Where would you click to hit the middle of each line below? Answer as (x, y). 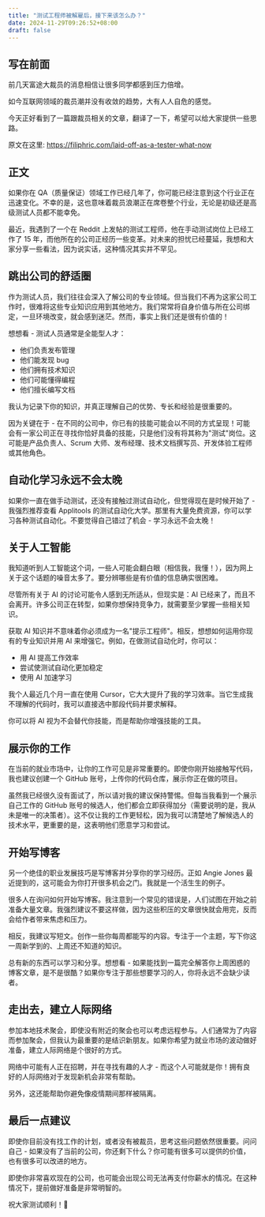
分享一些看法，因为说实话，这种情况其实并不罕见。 (98, 249)
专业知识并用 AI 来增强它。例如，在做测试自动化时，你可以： (120, 641)
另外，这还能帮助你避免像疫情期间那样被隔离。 (84, 1093)
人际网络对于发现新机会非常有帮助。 (80, 1076)
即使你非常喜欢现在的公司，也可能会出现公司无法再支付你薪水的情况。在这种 (132, 1178)
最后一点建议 (39, 1121)
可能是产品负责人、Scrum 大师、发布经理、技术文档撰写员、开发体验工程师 (130, 442)
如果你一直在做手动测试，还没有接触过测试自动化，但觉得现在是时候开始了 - (132, 500)
